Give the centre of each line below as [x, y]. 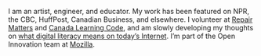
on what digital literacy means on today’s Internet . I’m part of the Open [122, 36]
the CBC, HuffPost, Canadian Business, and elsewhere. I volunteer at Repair [130, 19]
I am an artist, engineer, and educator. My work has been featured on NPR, [129, 11]
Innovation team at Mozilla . [52, 44]
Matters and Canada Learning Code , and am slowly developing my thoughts [131, 28]
